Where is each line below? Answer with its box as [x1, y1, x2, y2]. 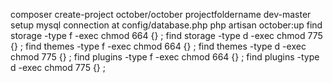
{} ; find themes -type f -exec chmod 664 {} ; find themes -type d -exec [10, 40, 307, 52]
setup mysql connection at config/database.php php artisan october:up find [10, 19, 323, 31]
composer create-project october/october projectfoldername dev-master [10, 9, 312, 20]
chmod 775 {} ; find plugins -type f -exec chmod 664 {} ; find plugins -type [10, 51, 320, 63]
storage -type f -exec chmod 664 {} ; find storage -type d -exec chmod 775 [10, 30, 323, 41]
